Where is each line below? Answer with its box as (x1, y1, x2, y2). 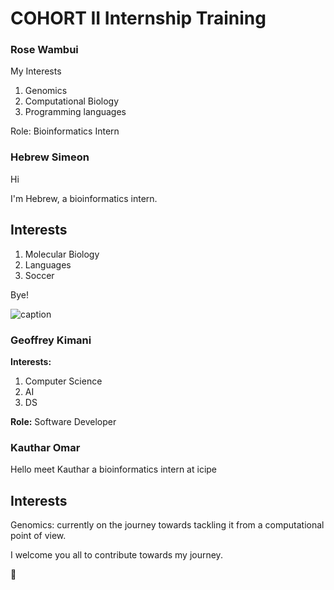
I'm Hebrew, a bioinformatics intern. (10, 192, 158, 204)
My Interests (10, 65, 62, 77)
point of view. (10, 530, 67, 541)
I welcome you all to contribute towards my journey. (10, 549, 223, 561)
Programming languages (24, 106, 127, 118)
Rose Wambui (10, 43, 79, 57)
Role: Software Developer (10, 415, 117, 427)
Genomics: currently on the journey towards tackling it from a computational (10, 519, 325, 531)
